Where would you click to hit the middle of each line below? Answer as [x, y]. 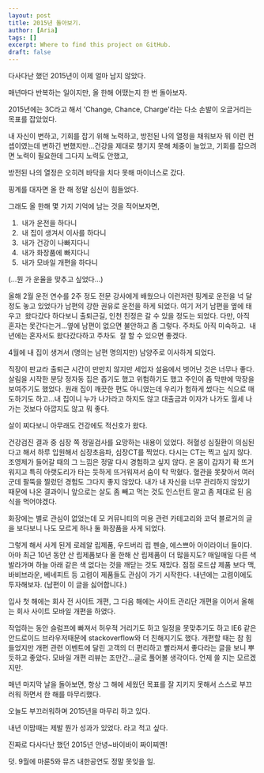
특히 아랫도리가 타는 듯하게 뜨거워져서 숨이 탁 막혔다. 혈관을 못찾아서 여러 [142, 472]
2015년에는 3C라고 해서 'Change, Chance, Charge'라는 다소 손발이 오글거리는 [130, 109]
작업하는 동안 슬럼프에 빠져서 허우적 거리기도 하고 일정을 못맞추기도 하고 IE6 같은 [132, 628]
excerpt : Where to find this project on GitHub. [90, 45]
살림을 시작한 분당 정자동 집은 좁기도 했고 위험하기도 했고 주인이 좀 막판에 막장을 [132, 379]
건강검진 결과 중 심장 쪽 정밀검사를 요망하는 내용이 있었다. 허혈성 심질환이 [121, 442]
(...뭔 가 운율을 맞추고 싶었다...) [56, 279]
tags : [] [23, 38]
